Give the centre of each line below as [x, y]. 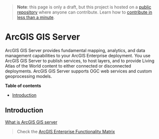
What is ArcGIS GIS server [31, 122]
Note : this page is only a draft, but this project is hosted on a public [84, 7]
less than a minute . [36, 17]
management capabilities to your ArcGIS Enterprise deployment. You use [78, 55]
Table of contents [23, 86]
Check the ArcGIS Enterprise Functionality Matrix [66, 131]
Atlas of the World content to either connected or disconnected [68, 66]
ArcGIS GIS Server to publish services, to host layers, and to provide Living [80, 61]
